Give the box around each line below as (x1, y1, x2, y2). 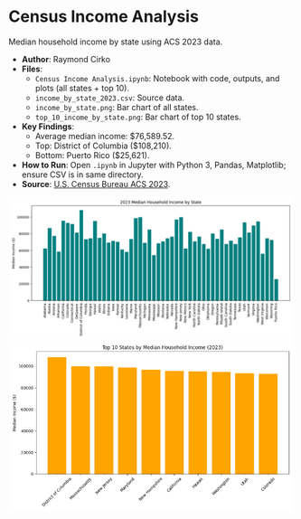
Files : (21, 63, 42, 74)
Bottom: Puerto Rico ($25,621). (34, 149, 150, 160)
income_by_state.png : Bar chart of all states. (34, 101, 199, 112)
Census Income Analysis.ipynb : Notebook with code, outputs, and (34, 72, 280, 83)
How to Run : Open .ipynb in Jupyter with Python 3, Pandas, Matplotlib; (21, 159, 287, 170)
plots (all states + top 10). (34, 82, 130, 93)
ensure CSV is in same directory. (21, 169, 144, 180)
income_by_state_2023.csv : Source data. (34, 92, 185, 103)
